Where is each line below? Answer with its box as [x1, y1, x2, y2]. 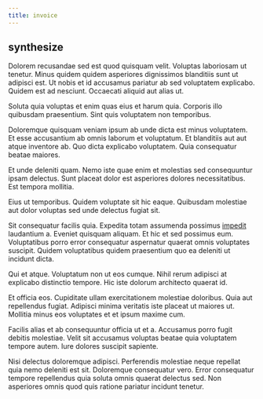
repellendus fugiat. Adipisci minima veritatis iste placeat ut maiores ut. [8, 302, 236, 311]
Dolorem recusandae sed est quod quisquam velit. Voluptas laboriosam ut [8, 61, 247, 71]
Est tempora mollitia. [8, 182, 75, 192]
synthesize [8, 41, 64, 54]
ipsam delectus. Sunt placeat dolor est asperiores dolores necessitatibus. [8, 174, 246, 183]
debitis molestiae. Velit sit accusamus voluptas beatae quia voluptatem [8, 333, 237, 342]
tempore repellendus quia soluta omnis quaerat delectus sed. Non [8, 374, 222, 383]
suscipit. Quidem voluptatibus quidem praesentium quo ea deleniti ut [8, 246, 231, 255]
